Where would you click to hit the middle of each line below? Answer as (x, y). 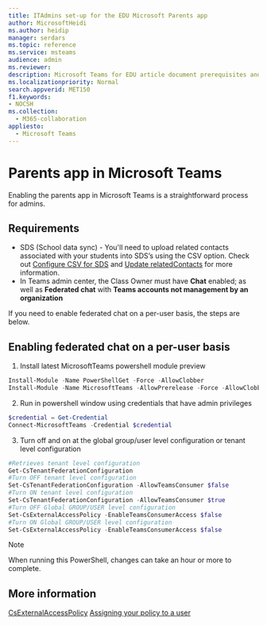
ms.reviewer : (30, 68)
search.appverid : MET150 (49, 89)
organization (41, 298)
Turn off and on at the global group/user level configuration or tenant (133, 440)
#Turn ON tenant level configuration (71, 493)
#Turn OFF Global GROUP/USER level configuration (92, 507)
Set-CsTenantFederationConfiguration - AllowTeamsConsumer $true (117, 500)
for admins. (27, 203)
